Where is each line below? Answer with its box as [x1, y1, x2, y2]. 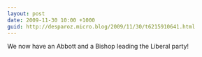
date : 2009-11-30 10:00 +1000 [7, 17, 96, 24]
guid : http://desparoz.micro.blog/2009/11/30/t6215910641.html [7, 23, 196, 30]
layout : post [7, 10, 45, 17]
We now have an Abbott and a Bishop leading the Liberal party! [7, 42, 189, 51]
